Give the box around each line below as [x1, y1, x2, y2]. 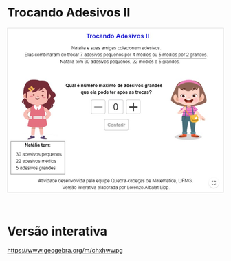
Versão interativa [7, 223, 108, 239]
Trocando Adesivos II [7, 5, 131, 21]
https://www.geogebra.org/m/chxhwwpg [7, 246, 124, 254]
